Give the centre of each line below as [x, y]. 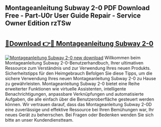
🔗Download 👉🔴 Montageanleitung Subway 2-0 [79, 43]
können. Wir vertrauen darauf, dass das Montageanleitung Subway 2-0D [79, 104]
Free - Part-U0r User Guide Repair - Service [73, 16]
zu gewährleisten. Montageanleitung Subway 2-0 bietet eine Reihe [72, 84]
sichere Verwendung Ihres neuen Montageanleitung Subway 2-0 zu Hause [80, 78]
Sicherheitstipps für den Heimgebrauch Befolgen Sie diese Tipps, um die [79, 73]
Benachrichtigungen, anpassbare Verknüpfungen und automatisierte [74, 94]
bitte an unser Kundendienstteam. [39, 120]
